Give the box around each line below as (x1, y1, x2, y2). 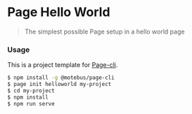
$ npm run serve (7, 100, 55, 107)
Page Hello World (7, 4, 110, 20)
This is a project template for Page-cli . (7, 61, 118, 69)
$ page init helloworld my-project (7, 81, 112, 88)
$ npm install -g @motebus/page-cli (7, 74, 115, 81)
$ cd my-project (7, 87, 55, 94)
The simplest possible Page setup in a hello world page (24, 27, 185, 36)
